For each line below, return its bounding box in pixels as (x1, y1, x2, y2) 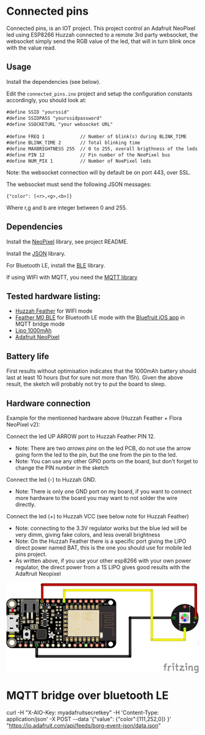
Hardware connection (6, 398, 91, 408)
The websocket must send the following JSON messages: (6, 181, 152, 188)
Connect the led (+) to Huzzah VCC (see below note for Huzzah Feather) (6, 513, 189, 520)
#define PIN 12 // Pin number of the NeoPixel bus (6, 152, 171, 158)
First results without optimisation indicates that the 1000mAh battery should (6, 367, 196, 375)
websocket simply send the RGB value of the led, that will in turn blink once (6, 37, 196, 45)
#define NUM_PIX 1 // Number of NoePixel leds (6, 158, 151, 164)
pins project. (15, 551, 47, 558)
